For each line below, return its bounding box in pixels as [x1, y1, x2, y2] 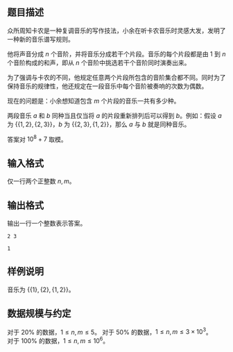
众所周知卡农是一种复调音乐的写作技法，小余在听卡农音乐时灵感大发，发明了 [7, 26, 226, 35]
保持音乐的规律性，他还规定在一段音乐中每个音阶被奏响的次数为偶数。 [7, 82, 208, 90]
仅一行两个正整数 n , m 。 [7, 177, 76, 185]
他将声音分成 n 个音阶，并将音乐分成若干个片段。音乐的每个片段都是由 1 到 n [7, 49, 226, 58]
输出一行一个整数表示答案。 [7, 219, 87, 228]
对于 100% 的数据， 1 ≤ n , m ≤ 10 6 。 [7, 335, 110, 345]
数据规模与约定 [7, 308, 71, 319]
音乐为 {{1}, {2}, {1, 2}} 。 [7, 285, 75, 294]
